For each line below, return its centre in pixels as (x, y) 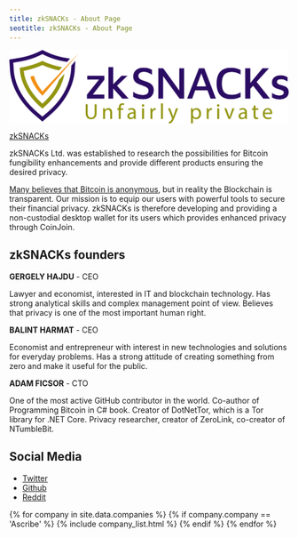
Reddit (34, 497)
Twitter (35, 478)
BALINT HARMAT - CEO (54, 330)
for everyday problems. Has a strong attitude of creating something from (142, 357)
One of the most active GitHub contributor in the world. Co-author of (134, 400)
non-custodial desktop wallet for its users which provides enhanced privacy (148, 217)
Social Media (46, 457)
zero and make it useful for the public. (78, 365)
